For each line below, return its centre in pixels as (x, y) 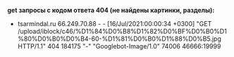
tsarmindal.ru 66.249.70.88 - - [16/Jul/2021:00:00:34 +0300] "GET (115, 24)
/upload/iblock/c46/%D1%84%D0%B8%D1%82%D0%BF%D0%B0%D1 (122, 31)
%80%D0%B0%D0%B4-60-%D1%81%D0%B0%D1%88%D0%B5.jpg (119, 39)
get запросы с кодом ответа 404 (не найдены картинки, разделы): (111, 10)
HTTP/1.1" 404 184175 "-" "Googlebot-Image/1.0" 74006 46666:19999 (119, 46)
